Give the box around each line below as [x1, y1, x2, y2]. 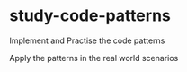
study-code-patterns [9, 5, 171, 26]
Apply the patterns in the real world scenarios [9, 52, 179, 63]
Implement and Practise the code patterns [9, 35, 165, 46]
